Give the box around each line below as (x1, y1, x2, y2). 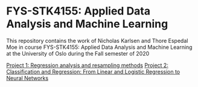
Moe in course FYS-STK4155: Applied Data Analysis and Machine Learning (6, 43, 193, 51)
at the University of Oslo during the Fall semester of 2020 (6, 50, 150, 57)
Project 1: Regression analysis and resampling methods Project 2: (6, 62, 169, 69)
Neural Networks (6, 74, 49, 82)
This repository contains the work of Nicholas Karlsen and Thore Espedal (6, 37, 188, 44)
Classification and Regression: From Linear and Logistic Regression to (6, 68, 180, 75)
